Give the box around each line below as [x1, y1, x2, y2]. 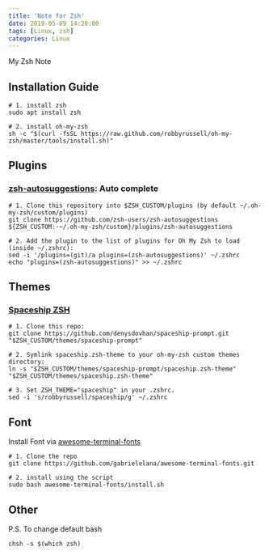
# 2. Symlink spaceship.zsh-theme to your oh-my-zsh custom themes [8, 351, 241, 359]
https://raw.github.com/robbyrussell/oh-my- [80, 130, 233, 138]
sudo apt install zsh [8, 108, 82, 117]
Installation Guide [8, 80, 99, 94]
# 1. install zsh [8, 102, 67, 110]
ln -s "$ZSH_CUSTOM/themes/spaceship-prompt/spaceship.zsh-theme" [8, 365, 237, 373]
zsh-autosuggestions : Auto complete [8, 183, 159, 194]
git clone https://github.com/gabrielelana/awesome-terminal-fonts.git [8, 460, 254, 468]
